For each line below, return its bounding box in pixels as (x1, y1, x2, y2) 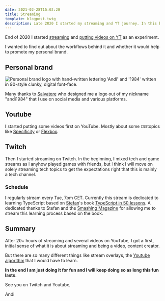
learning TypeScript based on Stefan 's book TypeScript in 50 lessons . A (5, 200, 151, 206)
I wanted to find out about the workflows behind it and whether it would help (5, 44, 160, 50)
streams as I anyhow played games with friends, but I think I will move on (5, 161, 153, 167)
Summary (5, 225, 36, 233)
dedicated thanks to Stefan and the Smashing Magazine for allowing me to (5, 205, 156, 211)
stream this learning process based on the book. (5, 210, 103, 216)
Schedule (5, 183, 28, 190)
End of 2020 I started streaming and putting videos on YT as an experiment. (5, 34, 159, 40)
